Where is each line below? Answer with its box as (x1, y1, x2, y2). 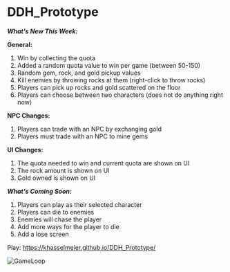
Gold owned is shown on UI (17, 174, 96, 182)
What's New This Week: (7, 27, 78, 35)
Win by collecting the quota (17, 53, 96, 62)
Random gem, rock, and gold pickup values (17, 69, 141, 77)
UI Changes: (7, 145, 44, 154)
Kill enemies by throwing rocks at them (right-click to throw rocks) (17, 75, 206, 84)
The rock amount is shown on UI (17, 166, 110, 174)
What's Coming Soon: (7, 187, 73, 195)
